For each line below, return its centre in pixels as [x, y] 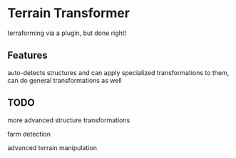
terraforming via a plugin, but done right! [67, 33]
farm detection [29, 134]
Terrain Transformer [69, 13]
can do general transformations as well [65, 80]
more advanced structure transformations [69, 120]
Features [27, 55]
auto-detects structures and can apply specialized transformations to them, [118, 72]
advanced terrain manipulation [52, 147]
